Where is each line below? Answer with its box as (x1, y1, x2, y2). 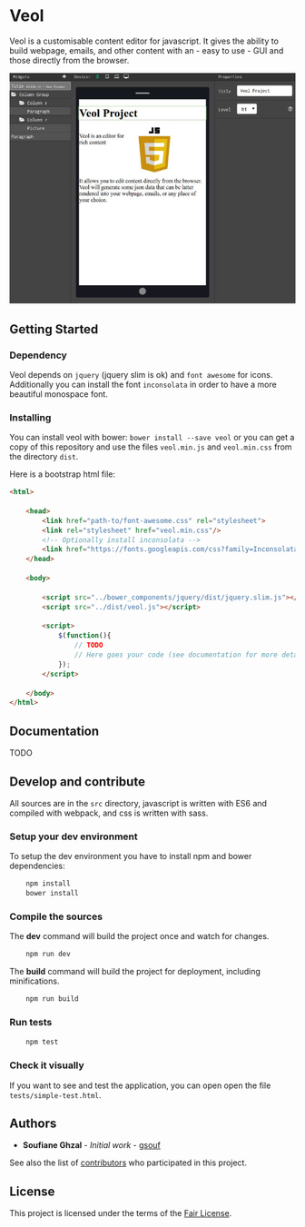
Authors (9, 1115, 57, 1131)
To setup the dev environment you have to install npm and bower (9, 851, 252, 862)
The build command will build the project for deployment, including (9, 966, 261, 977)
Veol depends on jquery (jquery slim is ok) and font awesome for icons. (9, 369, 273, 380)
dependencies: (9, 860, 65, 872)
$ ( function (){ (57, 631, 112, 640)
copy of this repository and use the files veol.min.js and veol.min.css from (9, 441, 292, 452)
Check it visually (9, 1059, 84, 1072)
